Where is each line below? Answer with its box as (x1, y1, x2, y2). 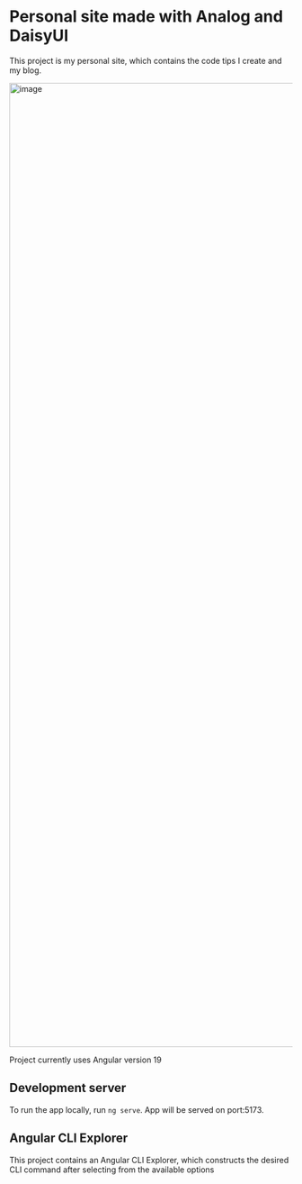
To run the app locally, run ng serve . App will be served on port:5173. (9, 1104, 264, 1115)
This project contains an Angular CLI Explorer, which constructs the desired (9, 1154, 289, 1165)
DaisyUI (9, 25, 69, 46)
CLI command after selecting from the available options (9, 1164, 215, 1175)
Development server (9, 1080, 127, 1096)
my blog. (9, 65, 42, 76)
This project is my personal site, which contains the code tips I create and (9, 55, 282, 66)
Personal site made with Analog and (9, 6, 283, 27)
